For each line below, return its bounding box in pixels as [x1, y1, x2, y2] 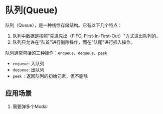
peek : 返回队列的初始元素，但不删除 [12, 73, 88, 79]
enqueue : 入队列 [12, 60, 44, 66]
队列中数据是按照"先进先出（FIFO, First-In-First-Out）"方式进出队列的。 [12, 33, 161, 39]
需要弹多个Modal [12, 103, 48, 109]
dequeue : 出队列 [12, 66, 44, 73]
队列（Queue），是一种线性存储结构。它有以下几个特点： [5, 22, 122, 28]
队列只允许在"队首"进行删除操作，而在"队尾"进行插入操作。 [12, 39, 135, 45]
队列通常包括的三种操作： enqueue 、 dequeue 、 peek [5, 50, 107, 56]
